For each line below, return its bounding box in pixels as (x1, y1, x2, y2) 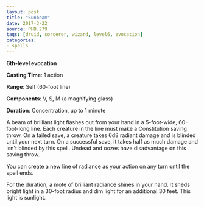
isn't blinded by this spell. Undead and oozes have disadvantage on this (6, 144, 187, 152)
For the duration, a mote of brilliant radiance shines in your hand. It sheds (6, 181, 191, 188)
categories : (6, 37, 37, 43)
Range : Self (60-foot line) (6, 83, 71, 90)
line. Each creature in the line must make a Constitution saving (30, 125, 188, 132)
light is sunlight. (6, 194, 46, 201)
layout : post (6, 9, 40, 15)
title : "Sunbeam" (6, 15, 51, 21)
